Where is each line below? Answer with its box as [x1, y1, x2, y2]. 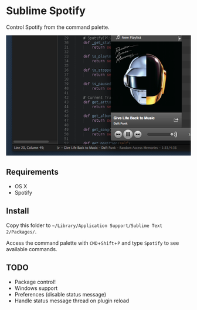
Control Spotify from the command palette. [6, 24, 110, 31]
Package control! [14, 278, 56, 285]
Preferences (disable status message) [14, 291, 107, 298]
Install [6, 206, 29, 216]
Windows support [14, 284, 58, 292]
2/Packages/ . [6, 228, 37, 235]
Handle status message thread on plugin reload [14, 297, 130, 304]
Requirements [6, 167, 59, 177]
